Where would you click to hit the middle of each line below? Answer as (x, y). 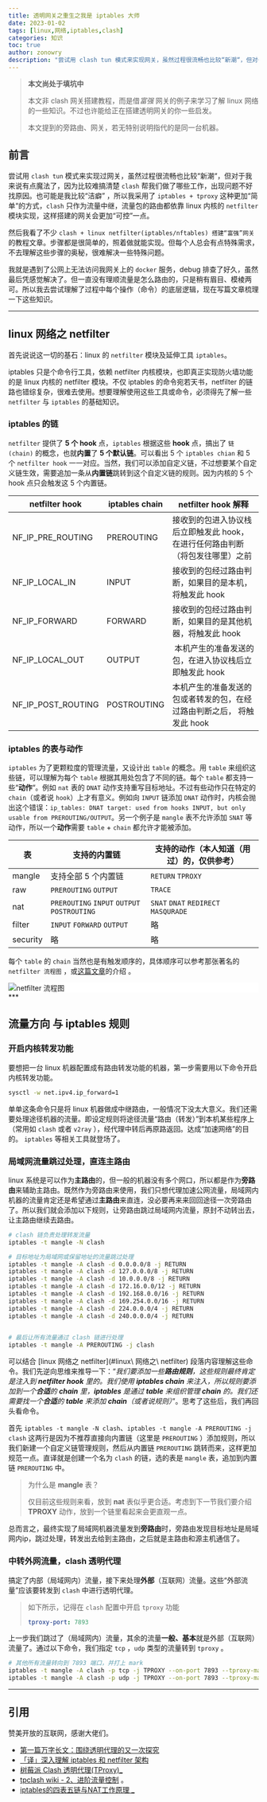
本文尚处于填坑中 (56, 84)
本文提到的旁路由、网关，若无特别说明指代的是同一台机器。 (125, 127)
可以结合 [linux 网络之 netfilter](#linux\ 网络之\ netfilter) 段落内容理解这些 (127, 1362)
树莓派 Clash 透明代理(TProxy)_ (71, 1769)
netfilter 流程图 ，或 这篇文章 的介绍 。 (72, 971)
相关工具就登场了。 (93, 1139)
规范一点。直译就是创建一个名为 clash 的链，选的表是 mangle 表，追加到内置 (133, 1458)
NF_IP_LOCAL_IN (44, 582)
